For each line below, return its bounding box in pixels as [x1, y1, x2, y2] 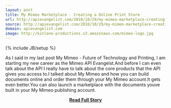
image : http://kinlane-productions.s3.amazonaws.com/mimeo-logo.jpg [5, 31, 154, 36]
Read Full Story [69, 97, 102, 103]
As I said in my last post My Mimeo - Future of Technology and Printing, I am [5, 55, 166, 61]
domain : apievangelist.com [5, 26, 63, 31]
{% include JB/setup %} [5, 45, 56, 51]
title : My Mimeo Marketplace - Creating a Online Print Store [5, 12, 140, 17]
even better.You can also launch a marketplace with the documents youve [5, 82, 160, 88]
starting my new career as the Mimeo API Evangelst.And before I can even [5, 60, 161, 66]
